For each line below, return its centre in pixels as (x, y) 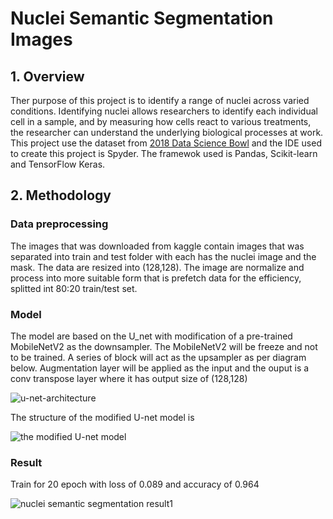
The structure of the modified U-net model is (102, 417)
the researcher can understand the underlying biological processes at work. (167, 132)
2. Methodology (61, 195)
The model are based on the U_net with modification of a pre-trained (151, 336)
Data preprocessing (59, 224)
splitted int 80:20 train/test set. (74, 288)
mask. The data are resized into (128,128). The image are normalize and (157, 267)
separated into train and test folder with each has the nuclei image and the (163, 256)
